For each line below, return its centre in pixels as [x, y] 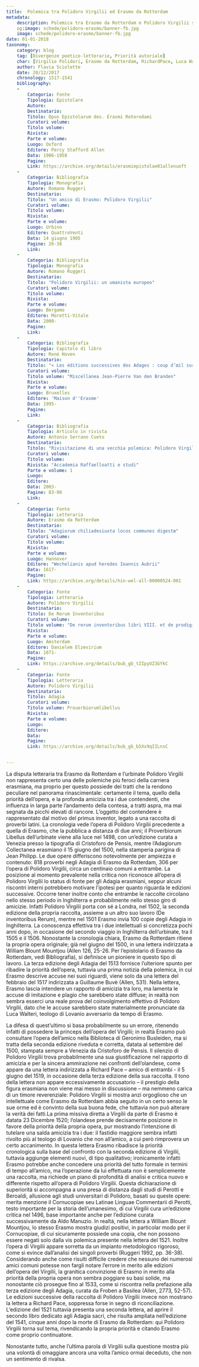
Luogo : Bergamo [46, 310]
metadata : [18, 17]
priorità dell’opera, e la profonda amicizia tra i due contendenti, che [88, 799]
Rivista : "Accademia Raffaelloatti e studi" [83, 465]
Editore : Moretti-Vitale [58, 316]
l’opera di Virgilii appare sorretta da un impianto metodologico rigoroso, [93, 1246]
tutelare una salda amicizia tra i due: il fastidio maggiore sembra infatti [92, 1133]
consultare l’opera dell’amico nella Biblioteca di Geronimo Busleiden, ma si [97, 1038]
